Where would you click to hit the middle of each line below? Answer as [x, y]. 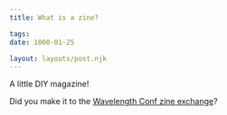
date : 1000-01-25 [42, 42]
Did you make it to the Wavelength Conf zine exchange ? [114, 102]
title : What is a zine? [54, 18]
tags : [19, 34]
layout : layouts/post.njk [58, 58]
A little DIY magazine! [49, 84]
